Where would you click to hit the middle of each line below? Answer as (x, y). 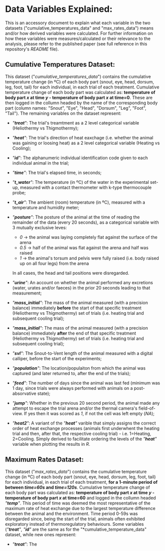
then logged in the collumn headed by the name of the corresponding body (81, 103)
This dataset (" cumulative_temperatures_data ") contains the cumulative (78, 76)
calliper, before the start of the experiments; (57, 358)
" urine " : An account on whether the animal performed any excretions (82, 282)
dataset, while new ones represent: (41, 534)
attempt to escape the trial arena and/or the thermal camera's (75, 408)
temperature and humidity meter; (46, 207)
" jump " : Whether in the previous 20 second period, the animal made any (86, 403)
